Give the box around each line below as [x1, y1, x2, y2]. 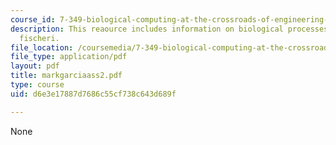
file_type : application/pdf [10, 52, 128, 62]
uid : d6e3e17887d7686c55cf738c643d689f [10, 89, 177, 99]
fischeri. [19, 33, 60, 43]
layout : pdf [10, 61, 60, 71]
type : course [10, 80, 65, 90]
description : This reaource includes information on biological [10, 24, 284, 34]
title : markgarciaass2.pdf [10, 71, 123, 81]
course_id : [10, 14, 56, 25]
